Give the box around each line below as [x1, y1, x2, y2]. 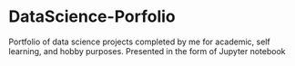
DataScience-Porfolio [8, 6, 176, 27]
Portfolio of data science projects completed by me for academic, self [8, 36, 270, 47]
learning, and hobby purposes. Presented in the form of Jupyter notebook [8, 45, 286, 56]
